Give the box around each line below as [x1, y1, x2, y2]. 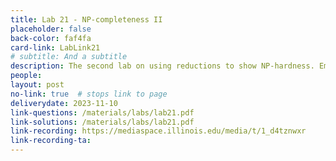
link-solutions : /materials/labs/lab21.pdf [10, 117, 195, 127]
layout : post [10, 80, 65, 90]
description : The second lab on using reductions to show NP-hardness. [10, 61, 315, 71]
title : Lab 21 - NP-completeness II [10, 14, 163, 25]
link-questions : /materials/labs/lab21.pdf [10, 107, 195, 118]
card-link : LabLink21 [10, 42, 101, 53]
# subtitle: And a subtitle [10, 52, 128, 62]
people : [10, 71, 43, 81]
